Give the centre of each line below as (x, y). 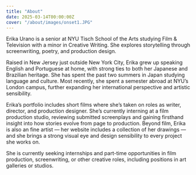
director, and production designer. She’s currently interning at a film (87, 111)
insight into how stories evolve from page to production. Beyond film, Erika (96, 124)
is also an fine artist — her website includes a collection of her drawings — (96, 129)
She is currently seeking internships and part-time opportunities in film (91, 153)
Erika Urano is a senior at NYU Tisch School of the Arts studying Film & (92, 39)
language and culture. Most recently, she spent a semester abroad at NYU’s (97, 81)
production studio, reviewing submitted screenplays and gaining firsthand (95, 117)
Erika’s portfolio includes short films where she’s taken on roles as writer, (94, 105)
